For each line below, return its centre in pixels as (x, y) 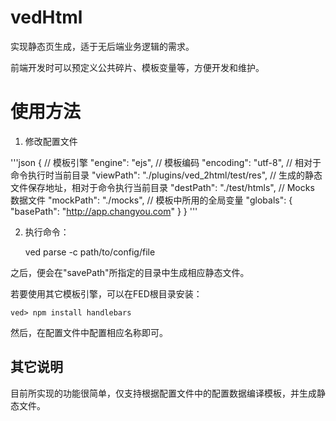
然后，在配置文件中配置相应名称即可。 (89, 332)
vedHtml (46, 17)
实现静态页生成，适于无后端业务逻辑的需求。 (102, 46)
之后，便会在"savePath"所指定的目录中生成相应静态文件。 (130, 272)
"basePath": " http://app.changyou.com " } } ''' (104, 211)
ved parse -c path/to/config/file (90, 252)
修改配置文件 (51, 141)
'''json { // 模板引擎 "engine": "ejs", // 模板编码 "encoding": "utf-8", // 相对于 (166, 162)
